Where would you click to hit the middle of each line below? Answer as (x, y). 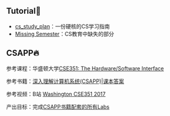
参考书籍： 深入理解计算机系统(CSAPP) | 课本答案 (65, 81)
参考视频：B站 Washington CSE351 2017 (56, 94)
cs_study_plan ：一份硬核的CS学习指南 (62, 26)
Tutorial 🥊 (23, 11)
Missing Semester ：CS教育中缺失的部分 (64, 34)
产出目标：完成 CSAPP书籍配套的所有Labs (58, 106)
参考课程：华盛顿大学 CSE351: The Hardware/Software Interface (85, 68)
